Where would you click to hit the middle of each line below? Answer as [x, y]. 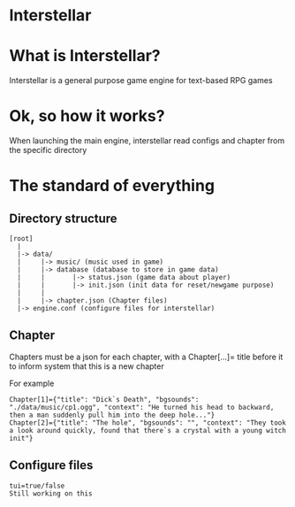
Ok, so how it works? [87, 116]
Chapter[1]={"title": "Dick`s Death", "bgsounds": [104, 399]
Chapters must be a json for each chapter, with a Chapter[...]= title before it [146, 357]
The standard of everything [112, 186]
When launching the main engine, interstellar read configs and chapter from [147, 141]
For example [32, 383]
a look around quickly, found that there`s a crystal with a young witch [148, 430]
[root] [21, 239]
